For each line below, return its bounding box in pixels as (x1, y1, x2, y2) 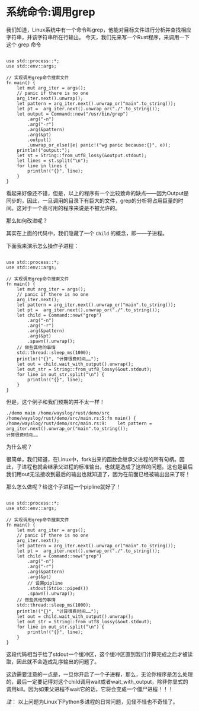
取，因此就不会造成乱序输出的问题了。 (6, 658, 99, 665)
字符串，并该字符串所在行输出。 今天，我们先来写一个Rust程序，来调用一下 (6, 33, 190, 40)
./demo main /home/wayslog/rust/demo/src (6, 410, 110, 416)
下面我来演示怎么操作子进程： (6, 242, 79, 249)
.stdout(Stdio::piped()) (27, 585, 89, 591)
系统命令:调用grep (6, 5, 96, 19)
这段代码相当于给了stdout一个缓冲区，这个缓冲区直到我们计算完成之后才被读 (6, 651, 193, 658)
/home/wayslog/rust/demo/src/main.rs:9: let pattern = (6, 420, 152, 426)
